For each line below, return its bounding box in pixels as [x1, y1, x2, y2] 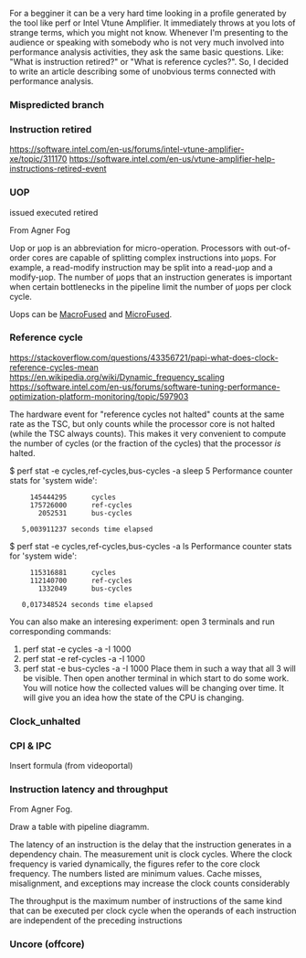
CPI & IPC [9, 740, 52, 752]
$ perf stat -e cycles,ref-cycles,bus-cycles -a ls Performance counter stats [9, 540, 292, 551]
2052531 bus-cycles [37, 508, 132, 517]
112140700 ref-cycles [29, 576, 132, 585]
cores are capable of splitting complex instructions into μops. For [31, 251, 277, 263]
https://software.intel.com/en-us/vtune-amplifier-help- [69, 154, 276, 165]
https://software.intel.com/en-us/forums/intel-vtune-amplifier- [9, 144, 245, 154]
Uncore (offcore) [9, 938, 85, 951]
